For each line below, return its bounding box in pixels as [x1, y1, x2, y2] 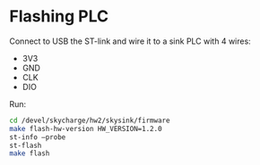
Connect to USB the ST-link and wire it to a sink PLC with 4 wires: [9, 36, 251, 46]
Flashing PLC [9, 6, 109, 27]
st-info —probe [9, 132, 66, 142]
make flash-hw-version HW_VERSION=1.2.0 [9, 124, 163, 133]
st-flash [9, 141, 42, 150]
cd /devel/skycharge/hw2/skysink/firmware [9, 116, 170, 125]
